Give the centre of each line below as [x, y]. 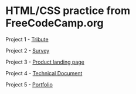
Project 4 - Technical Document [44, 73]
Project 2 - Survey [28, 50]
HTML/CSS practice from [68, 11]
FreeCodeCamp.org [55, 23]
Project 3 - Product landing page [45, 62]
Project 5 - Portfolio [29, 84]
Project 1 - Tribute [27, 39]
